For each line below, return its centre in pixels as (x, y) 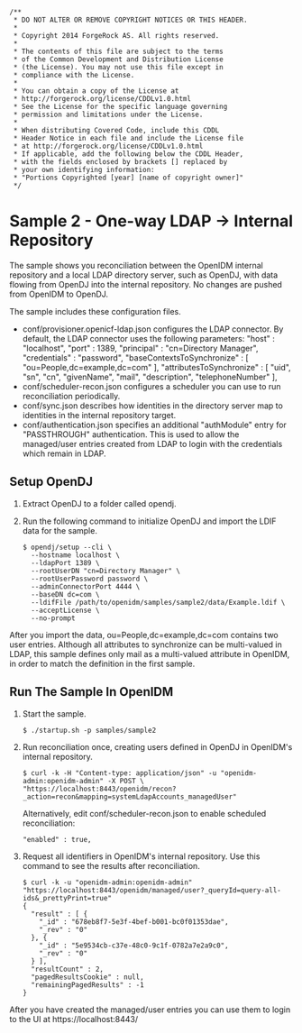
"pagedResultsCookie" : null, (87, 977)
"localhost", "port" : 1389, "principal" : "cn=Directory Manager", (140, 348)
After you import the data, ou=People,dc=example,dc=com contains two (144, 635)
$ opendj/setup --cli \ (67, 547)
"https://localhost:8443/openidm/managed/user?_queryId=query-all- (151, 890)
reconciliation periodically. (71, 396)
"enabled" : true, (57, 839)
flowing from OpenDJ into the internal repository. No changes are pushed (146, 284)
